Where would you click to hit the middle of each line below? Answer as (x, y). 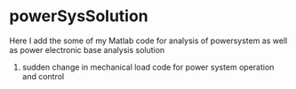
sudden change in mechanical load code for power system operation (148, 67)
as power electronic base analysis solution (87, 49)
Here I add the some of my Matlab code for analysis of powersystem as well (148, 41)
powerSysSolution (79, 16)
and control (43, 76)
